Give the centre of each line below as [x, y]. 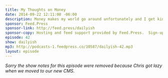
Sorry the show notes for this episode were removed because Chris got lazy [84, 66]
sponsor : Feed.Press [27, 24]
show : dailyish [21, 42]
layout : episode [22, 51]
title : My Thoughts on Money [35, 10]
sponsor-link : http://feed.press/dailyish [50, 28]
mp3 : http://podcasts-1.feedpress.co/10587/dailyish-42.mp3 [69, 47]
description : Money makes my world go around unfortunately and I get [80, 19]
